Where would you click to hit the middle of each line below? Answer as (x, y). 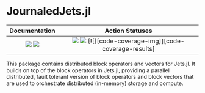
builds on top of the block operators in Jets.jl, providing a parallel (88, 70)
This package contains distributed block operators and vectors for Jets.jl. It (101, 64)
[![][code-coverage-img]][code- (136, 41)
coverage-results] (128, 48)
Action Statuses (128, 31)
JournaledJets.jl (49, 11)
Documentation (33, 31)
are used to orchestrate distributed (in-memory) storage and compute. (95, 83)
